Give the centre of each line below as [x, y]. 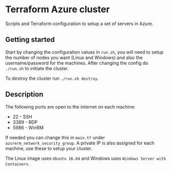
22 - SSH [22, 117]
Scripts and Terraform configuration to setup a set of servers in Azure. [79, 24]
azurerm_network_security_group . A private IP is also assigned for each [80, 143]
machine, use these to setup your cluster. [49, 148]
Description [24, 94]
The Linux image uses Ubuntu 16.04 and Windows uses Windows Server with [86, 158]
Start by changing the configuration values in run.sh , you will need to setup [84, 52]
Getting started [30, 40]
